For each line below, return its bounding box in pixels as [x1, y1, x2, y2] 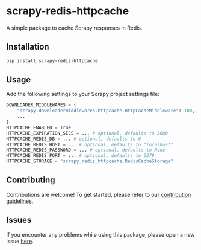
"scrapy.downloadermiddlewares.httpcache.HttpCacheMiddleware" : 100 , [17, 107, 196, 114]
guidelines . [6, 197, 34, 205]
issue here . [6, 237, 34, 245]
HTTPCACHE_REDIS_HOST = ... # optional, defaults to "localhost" [6, 141, 173, 147]
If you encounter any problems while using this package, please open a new [6, 231, 195, 238]
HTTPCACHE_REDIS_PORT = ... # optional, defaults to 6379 [6, 153, 155, 159]
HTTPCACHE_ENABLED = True [6, 124, 71, 130]
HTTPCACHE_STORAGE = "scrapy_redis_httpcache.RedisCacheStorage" [6, 158, 173, 164]
